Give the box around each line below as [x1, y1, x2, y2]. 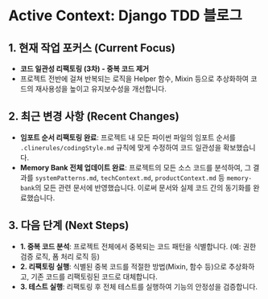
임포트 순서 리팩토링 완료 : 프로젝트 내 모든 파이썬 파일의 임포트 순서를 [19, 133, 236, 142]
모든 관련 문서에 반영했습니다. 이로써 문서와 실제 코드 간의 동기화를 [43, 182, 252, 192]
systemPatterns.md [35, 174, 97, 182]
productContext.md [155, 174, 217, 182]
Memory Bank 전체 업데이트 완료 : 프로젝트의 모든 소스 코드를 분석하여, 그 [19, 162, 252, 172]
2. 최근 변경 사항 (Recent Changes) [8, 109, 179, 124]
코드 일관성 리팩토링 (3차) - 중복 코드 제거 [19, 64, 150, 73]
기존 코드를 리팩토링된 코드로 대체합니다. [31, 272, 159, 281]
